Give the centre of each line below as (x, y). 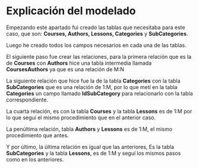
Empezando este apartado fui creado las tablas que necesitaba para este (96, 27)
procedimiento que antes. (38, 135)
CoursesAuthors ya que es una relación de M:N (65, 69)
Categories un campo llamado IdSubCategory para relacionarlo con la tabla (99, 93)
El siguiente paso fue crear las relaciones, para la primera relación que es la (99, 56)
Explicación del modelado (71, 11)
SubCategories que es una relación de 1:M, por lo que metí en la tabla (92, 87)
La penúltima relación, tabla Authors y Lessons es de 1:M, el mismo (89, 129)
